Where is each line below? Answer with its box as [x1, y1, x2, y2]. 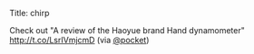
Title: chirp [9, 8, 50, 18]
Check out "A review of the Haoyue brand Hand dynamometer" [9, 25, 245, 35]
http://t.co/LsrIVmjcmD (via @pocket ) [9, 35, 150, 45]
